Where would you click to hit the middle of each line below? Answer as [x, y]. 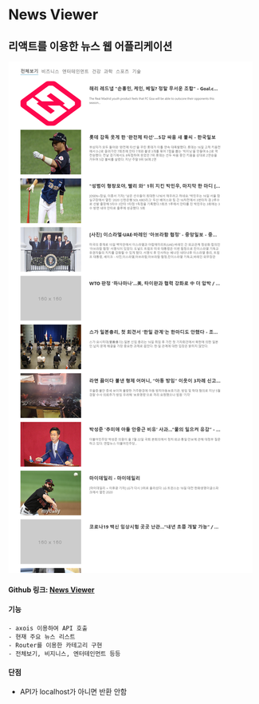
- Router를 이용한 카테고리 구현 [55, 645]
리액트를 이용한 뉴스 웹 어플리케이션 [90, 46]
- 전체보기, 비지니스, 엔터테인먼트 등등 [65, 654]
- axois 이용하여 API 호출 [48, 628]
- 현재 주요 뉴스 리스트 [42, 637]
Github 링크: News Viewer [51, 590]
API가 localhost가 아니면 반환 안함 [73, 692]
